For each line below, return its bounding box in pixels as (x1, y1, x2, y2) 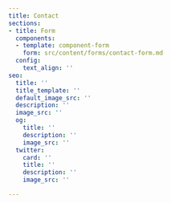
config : (15, 57, 42, 65)
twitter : (15, 146, 45, 154)
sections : (8, 19, 42, 27)
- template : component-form (15, 42, 110, 50)
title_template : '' (15, 86, 81, 95)
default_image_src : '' (15, 94, 92, 102)
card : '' (22, 153, 52, 161)
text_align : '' (22, 64, 74, 72)
